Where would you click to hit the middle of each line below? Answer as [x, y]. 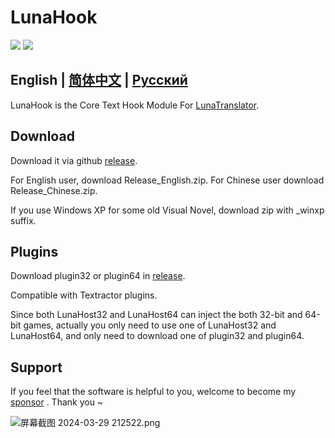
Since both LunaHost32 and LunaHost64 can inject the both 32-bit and [156, 315]
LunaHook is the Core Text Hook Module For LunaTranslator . [135, 105]
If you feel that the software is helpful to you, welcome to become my [153, 392]
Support [36, 367]
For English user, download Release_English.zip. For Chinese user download [167, 180]
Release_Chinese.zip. [54, 190]
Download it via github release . [74, 160]
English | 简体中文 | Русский [99, 80]
